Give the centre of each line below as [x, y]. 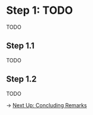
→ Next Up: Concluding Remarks [47, 105]
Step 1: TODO [40, 10]
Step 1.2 [21, 79]
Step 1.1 [20, 46]
